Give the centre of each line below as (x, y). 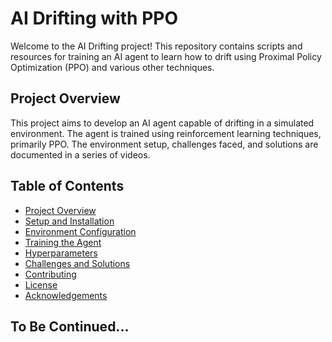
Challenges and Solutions (77, 263)
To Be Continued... (70, 326)
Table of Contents (67, 186)
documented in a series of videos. (80, 154)
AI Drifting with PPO (94, 18)
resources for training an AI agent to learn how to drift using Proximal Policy (166, 56)
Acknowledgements (66, 295)
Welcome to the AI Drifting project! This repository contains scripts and (156, 46)
